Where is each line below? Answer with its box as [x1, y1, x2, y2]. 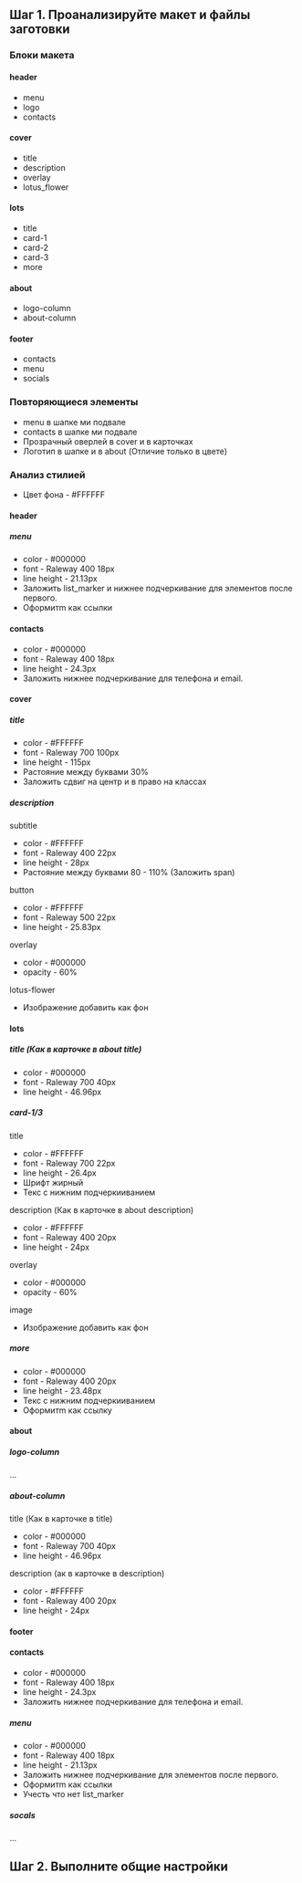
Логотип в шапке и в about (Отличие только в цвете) [22, 445, 228, 456]
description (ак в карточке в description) [9, 1568, 165, 1579]
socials [22, 373, 50, 384]
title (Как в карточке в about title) [9, 1044, 142, 1055]
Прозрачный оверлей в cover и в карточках [22, 435, 193, 446]
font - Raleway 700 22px [22, 1157, 116, 1168]
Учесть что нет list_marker [22, 1789, 125, 1800]
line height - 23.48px [22, 1385, 102, 1396]
